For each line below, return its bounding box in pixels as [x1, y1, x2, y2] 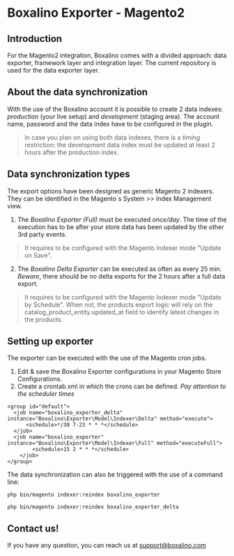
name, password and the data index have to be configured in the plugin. [7, 119, 214, 128]
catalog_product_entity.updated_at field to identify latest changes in [24, 307, 219, 316]
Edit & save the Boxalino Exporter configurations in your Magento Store [17, 367, 221, 376]
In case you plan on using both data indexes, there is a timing [24, 133, 201, 141]
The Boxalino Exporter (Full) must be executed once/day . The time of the [17, 215, 227, 224]
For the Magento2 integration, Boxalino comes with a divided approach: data [7, 51, 227, 59]
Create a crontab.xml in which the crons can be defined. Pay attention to [17, 382, 226, 390]
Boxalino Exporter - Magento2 [7, 5, 185, 21]
